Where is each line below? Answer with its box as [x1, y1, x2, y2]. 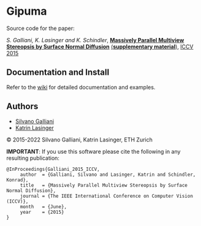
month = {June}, [20, 203, 67, 209]
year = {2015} [20, 209, 64, 215]
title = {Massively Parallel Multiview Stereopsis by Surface [20, 182, 188, 188]
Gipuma [6, 4, 47, 18]
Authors [6, 101, 39, 111]
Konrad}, [6, 176, 29, 183]
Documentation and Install [6, 67, 110, 78]
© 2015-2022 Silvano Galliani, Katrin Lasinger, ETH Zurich [6, 136, 153, 143]
